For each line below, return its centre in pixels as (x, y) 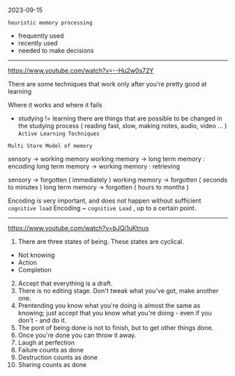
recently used (38, 43)
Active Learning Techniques (59, 134)
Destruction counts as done (58, 357)
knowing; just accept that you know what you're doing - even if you (115, 313)
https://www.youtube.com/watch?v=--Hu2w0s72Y (81, 70)
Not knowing (36, 255)
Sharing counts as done (52, 365)
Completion (35, 270)
